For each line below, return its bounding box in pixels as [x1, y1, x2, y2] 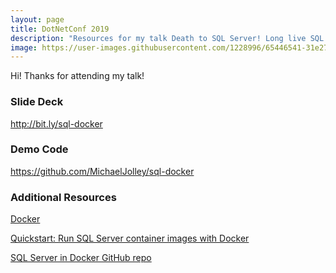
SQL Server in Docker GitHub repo [10, 252, 152, 264]
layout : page [10, 14, 65, 25]
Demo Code [10, 142, 69, 156]
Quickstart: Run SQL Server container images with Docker [10, 232, 250, 245]
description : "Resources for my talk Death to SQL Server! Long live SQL [10, 33, 325, 43]
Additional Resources [10, 190, 117, 204]
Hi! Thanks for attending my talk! [10, 70, 145, 82]
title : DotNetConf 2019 [10, 24, 110, 34]
